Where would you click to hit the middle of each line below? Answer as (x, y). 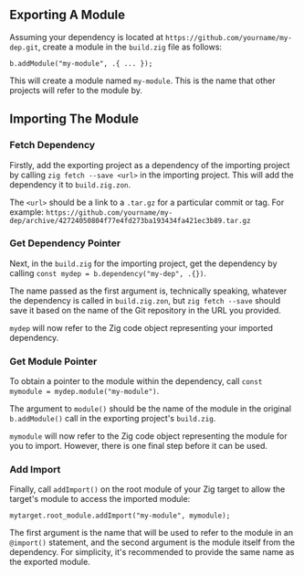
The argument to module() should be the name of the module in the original (151, 409)
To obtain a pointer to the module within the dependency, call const (136, 381)
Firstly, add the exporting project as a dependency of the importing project (150, 165)
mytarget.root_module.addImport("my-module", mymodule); (120, 516)
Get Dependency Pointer (65, 243)
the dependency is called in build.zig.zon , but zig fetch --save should (145, 300)
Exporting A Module (68, 15)
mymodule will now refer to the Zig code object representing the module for (148, 436)
